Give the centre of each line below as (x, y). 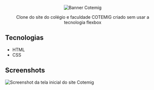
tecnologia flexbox (83, 22)
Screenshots (25, 71)
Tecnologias (24, 38)
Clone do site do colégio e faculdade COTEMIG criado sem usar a (83, 17)
